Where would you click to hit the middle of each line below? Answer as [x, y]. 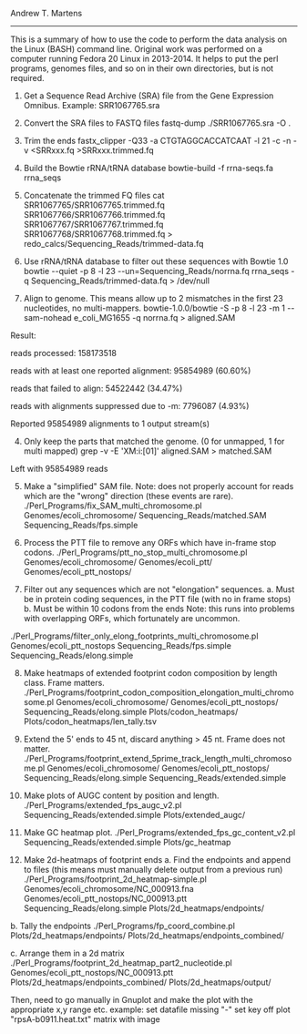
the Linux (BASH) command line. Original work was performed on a [137, 49]
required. [27, 78]
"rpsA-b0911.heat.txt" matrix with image [85, 1019]
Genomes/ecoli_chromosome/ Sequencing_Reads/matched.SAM [145, 515]
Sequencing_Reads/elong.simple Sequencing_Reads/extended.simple [154, 778]
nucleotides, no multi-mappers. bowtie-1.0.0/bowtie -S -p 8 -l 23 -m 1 [154, 308]
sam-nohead [47, 317]
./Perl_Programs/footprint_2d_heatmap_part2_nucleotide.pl [122, 963]
